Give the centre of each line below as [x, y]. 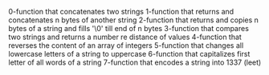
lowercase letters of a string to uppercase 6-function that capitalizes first [129, 54]
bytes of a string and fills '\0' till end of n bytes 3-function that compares [128, 28]
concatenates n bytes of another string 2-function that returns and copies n [134, 20]
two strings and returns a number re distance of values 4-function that [125, 37]
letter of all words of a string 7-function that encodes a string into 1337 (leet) [135, 62]
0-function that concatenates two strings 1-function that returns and [121, 12]
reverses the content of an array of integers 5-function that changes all [126, 45]
